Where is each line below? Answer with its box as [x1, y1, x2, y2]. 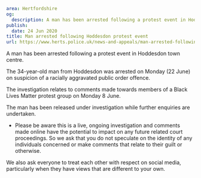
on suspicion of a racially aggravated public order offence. [6, 74, 151, 82]
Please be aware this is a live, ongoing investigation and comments [14, 122, 181, 129]
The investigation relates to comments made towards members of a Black [6, 86, 188, 93]
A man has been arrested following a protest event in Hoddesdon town [6, 50, 181, 57]
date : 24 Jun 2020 [11, 28, 58, 34]
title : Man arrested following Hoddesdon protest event [6, 34, 148, 40]
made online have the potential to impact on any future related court [14, 128, 183, 135]
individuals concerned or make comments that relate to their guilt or [14, 141, 182, 148]
